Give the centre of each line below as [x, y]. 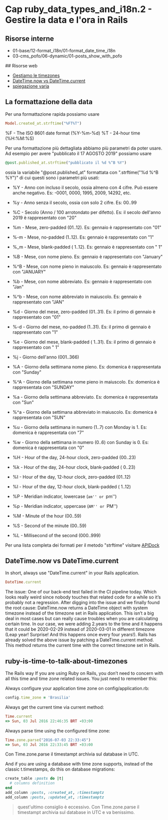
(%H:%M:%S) [20, 138]
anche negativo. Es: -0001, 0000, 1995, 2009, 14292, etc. [72, 193]
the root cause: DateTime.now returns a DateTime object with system [76, 608]
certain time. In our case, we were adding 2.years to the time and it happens [84, 624]
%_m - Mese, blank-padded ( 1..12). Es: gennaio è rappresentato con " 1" [87, 247]
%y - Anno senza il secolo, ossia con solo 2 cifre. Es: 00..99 [74, 202]
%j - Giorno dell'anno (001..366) [46, 357]
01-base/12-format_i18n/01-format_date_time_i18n [64, 51]
